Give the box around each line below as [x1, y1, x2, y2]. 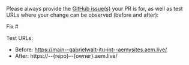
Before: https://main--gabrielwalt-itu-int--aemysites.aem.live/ [14, 46, 167, 53]
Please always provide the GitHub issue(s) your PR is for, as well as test [6, 5, 183, 12]
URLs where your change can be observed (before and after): [6, 11, 159, 18]
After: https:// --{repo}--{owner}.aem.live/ [14, 52, 118, 59]
